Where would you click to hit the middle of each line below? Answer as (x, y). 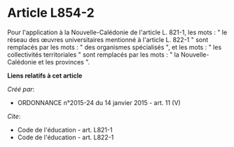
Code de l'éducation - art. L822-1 (66, 137)
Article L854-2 (51, 13)
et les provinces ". (64, 62)
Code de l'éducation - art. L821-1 (65, 129)
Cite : (14, 116)
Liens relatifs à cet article (45, 76)
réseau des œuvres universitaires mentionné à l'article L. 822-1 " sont (108, 39)
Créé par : (21, 89)
